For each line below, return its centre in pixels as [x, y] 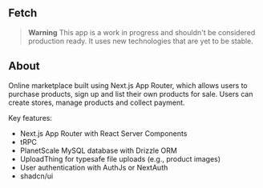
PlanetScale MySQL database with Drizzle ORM [99, 150]
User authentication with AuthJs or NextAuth [94, 167]
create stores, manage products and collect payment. [97, 102]
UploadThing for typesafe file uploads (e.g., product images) [120, 158]
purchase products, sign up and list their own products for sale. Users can [131, 94]
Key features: [30, 118]
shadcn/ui [36, 176]
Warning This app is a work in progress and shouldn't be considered [142, 32]
